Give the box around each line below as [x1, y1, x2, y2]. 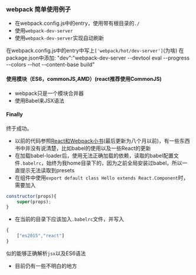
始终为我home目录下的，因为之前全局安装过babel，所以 [46, 159, 182, 166]
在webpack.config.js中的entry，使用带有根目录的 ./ [14, 19, 140, 27]
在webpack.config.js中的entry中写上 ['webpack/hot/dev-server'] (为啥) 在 [6, 47, 184, 54]
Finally [6, 111, 24, 118]
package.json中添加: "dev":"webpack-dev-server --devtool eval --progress [6, 54, 190, 61]
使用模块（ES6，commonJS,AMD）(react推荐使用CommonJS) [6, 75, 162, 82]
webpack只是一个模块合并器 [14, 90, 84, 97]
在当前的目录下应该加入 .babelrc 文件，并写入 [14, 215, 125, 222]
